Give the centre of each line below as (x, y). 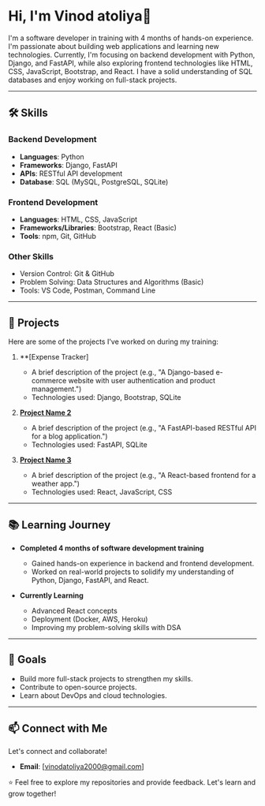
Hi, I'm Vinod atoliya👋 (80, 16)
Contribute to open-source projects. (78, 687)
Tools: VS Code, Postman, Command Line (88, 290)
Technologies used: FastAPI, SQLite (89, 445)
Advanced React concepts (75, 610)
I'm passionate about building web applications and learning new (114, 46)
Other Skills (31, 256)
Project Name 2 (45, 412)
